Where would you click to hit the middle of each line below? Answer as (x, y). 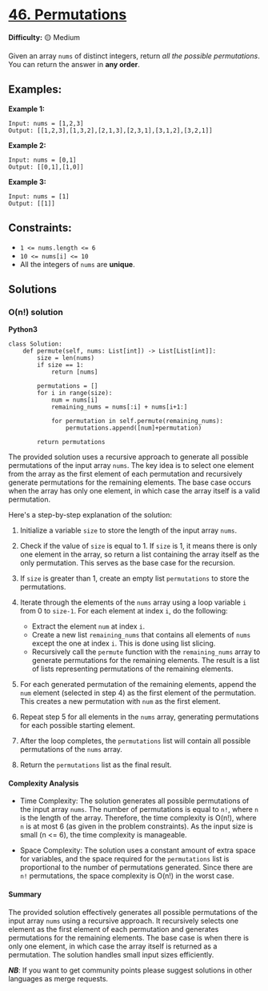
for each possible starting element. (77, 725)
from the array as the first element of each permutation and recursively (125, 474)
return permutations (71, 442)
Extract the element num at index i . (88, 626)
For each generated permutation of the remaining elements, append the (138, 685)
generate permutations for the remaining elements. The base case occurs (130, 482)
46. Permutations (68, 15)
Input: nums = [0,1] (43, 160)
